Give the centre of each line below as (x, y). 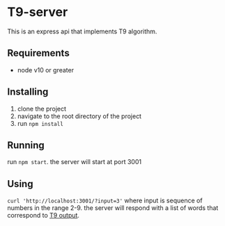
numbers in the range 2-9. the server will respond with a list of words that (113, 208)
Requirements (38, 53)
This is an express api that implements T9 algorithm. (82, 31)
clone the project (42, 108)
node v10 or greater (46, 70)
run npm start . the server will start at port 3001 (74, 162)
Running (26, 145)
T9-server (38, 12)
